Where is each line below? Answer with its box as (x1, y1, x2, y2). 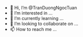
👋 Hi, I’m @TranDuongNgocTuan (10, 5, 77, 10)
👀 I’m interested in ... (10, 10, 53, 16)
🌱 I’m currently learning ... (10, 15, 64, 21)
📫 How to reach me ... (10, 26, 57, 32)
